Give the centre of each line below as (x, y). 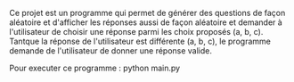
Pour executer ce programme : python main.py (95, 68)
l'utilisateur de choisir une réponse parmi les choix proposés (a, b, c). (136, 32)
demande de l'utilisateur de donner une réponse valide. (110, 51)
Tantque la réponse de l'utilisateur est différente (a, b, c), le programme (140, 41)
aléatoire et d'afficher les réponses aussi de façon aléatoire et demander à (146, 22)
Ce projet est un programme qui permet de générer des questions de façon (147, 13)
